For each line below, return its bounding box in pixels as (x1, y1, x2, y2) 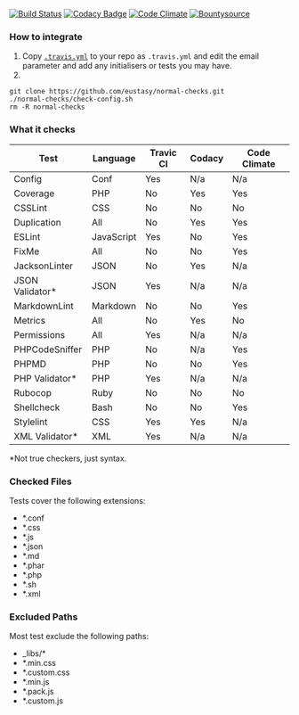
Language (92, 152, 136, 164)
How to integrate (9, 30, 83, 43)
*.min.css (21, 658, 56, 669)
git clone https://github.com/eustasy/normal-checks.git (9, 87, 225, 96)
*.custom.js (21, 695, 64, 706)
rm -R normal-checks (9, 103, 86, 111)
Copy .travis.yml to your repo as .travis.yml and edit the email (21, 51, 260, 62)
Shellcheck (13, 401, 61, 414)
